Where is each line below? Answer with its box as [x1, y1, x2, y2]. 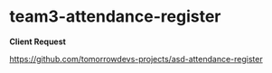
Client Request [9, 36, 66, 47]
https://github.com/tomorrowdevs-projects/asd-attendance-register [9, 53, 264, 64]
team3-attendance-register [9, 6, 221, 27]
